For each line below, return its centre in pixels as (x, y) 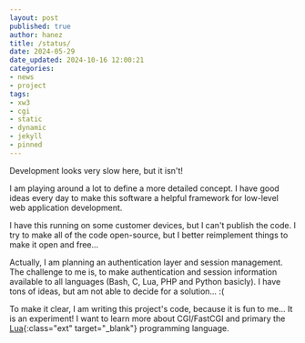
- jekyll (26, 136)
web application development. (66, 207)
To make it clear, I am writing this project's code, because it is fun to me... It (151, 308)
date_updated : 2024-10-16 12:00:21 (77, 60)
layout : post (34, 18)
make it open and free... (54, 244)
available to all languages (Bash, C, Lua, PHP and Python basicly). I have (145, 281)
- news (22, 77)
